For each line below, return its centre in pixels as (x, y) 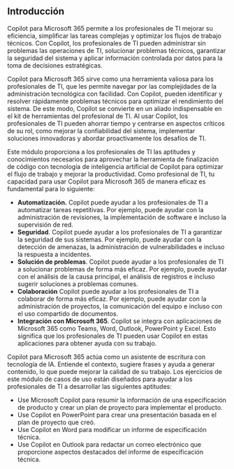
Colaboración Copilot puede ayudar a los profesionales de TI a (108, 291)
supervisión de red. (45, 224)
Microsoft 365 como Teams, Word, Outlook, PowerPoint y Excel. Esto (117, 328)
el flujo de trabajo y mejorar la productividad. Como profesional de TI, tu (111, 174)
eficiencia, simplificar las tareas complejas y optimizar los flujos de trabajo (114, 36)
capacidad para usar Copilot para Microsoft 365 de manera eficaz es (107, 181)
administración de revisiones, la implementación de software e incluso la (122, 217)
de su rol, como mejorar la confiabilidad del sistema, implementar (101, 131)
